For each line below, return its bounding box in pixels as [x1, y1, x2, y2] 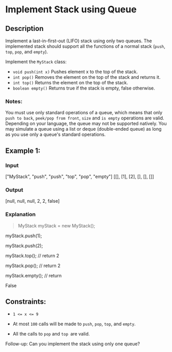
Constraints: [5, 297, 46, 306]
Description [5, 24, 44, 33]
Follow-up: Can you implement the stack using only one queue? [5, 341, 140, 347]
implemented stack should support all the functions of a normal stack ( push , [5, 43, 166, 49]
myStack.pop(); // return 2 [5, 262, 61, 269]
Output [5, 186, 24, 193]
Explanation [5, 211, 36, 218]
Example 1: [5, 146, 41, 155]
